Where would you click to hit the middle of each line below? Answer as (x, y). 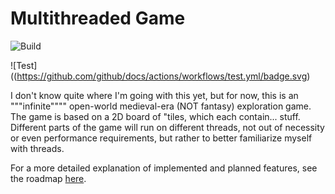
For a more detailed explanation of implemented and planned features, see (164, 168)
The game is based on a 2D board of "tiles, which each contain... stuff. (155, 116)
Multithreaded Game (98, 18)
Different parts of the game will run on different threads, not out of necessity (167, 127)
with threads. (37, 148)
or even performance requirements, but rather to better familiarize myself (161, 138)
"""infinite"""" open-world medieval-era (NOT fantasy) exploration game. (161, 106)
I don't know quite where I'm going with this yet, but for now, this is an (154, 95)
